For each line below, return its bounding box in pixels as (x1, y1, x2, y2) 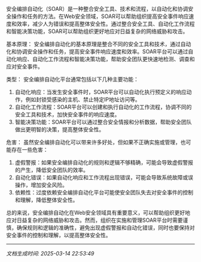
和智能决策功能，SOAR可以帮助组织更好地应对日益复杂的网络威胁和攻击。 (6, 28, 188, 35)
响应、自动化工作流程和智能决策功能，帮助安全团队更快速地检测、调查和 (16, 56, 195, 62)
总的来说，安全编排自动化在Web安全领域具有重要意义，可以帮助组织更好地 (6, 209, 190, 216)
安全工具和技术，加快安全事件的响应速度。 (14, 111, 120, 118)
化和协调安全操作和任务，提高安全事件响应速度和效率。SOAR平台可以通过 (6, 48, 188, 55)
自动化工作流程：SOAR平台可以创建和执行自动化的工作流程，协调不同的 (14, 104, 192, 110)
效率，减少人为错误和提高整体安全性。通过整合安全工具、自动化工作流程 (16, 20, 195, 27)
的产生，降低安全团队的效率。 (14, 167, 89, 173)
